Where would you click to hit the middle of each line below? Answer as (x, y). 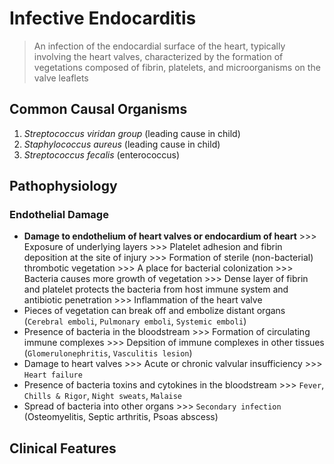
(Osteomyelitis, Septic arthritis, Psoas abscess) (121, 417)
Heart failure (53, 375)
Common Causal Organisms (98, 109)
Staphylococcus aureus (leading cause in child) (122, 144)
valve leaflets (61, 78)
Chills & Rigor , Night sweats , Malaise (103, 396)
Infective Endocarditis (103, 18)
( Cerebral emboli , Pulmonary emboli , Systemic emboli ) (135, 321)
